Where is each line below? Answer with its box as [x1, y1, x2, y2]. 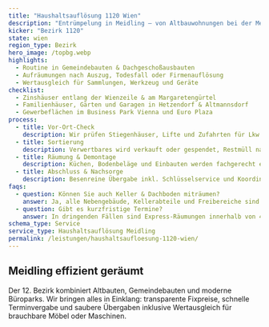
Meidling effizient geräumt [8, 265, 144, 278]
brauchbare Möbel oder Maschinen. [8, 311, 126, 321]
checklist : [8, 86, 45, 94]
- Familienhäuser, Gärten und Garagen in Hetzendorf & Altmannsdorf [15, 101, 249, 109]
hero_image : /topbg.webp [8, 49, 91, 57]
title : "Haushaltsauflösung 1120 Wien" [8, 11, 142, 20]
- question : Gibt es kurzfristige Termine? [15, 205, 163, 213]
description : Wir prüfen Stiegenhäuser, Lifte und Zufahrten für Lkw [22, 130, 260, 138]
